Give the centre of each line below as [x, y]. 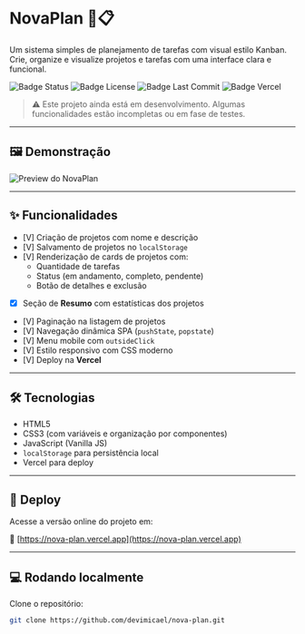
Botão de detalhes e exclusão [91, 285]
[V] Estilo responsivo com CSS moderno [98, 350]
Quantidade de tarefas [78, 266]
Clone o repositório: [46, 604]
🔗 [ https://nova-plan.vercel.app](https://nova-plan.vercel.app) [126, 539]
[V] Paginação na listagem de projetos [94, 321]
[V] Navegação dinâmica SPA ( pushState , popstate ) [118, 331]
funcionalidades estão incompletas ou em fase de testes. [138, 113]
